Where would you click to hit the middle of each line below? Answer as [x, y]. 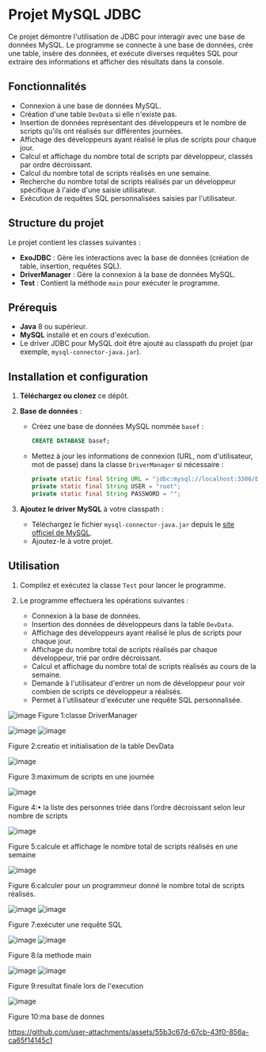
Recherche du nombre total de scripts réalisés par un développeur [127, 181]
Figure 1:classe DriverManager [88, 715]
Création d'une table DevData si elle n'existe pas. [98, 114]
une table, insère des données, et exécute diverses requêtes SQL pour [123, 53]
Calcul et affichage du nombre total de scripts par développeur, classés [136, 156]
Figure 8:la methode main [50, 955]
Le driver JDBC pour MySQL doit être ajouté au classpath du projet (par [136, 344]
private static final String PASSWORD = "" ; [106, 494]
